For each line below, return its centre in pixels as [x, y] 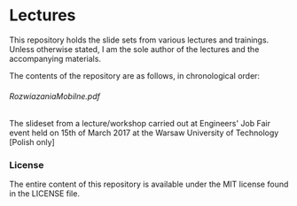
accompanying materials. [55, 58]
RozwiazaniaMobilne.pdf [55, 96]
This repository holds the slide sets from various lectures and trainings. [139, 40]
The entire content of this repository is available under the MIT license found [149, 184]
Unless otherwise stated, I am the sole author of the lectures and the [134, 49]
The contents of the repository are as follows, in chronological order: [134, 75]
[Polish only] [32, 142]
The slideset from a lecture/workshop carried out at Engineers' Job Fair [140, 124]
